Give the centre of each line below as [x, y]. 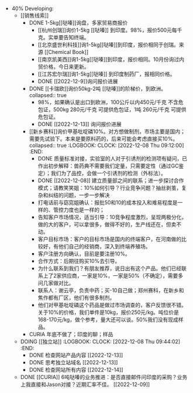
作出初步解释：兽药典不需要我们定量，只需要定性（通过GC [108, 166]
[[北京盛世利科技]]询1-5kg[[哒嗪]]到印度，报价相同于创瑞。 [108, 45]
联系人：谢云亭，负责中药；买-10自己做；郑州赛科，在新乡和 [111, 290]
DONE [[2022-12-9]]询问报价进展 [78, 81]
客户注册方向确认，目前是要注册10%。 [84, 254]
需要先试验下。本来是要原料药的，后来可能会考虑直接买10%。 [104, 139]
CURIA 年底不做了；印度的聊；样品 [71, 334]
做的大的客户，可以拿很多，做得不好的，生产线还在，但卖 [107, 224]
